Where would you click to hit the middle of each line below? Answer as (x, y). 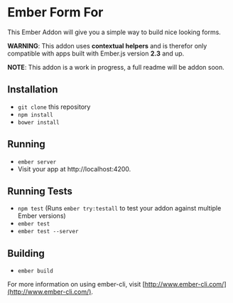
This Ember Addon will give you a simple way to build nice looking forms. (114, 32)
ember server (37, 162)
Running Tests (40, 191)
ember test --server (48, 232)
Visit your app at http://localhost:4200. (74, 169)
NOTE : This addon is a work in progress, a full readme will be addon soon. (116, 67)
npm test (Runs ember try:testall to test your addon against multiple (119, 208)
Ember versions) (42, 216)
